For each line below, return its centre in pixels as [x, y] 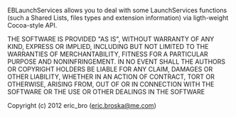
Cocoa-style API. [32, 25]
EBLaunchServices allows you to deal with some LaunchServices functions [117, 10]
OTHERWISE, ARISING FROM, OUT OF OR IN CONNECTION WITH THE [111, 84]
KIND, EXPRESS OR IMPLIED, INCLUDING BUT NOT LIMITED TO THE [108, 46]
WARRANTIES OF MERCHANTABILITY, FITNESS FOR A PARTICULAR [108, 54]
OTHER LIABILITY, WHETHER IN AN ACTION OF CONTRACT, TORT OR [111, 77]
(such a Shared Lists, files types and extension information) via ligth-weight [118, 18]
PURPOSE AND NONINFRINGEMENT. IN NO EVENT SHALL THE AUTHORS [117, 62]
